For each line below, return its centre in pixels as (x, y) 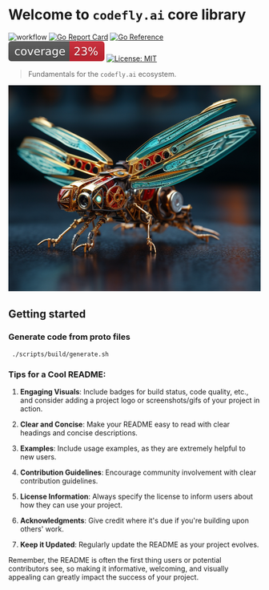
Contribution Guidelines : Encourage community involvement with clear (138, 473)
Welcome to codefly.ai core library (127, 15)
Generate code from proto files (69, 337)
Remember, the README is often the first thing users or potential (115, 560)
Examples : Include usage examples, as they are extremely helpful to (132, 449)
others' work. (42, 529)
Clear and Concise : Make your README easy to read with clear (125, 424)
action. (31, 409)
